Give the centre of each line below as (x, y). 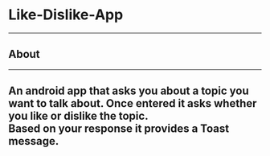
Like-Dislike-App (66, 15)
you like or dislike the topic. (78, 116)
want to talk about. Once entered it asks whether (133, 103)
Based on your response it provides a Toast (119, 129)
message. (34, 141)
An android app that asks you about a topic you (129, 91)
